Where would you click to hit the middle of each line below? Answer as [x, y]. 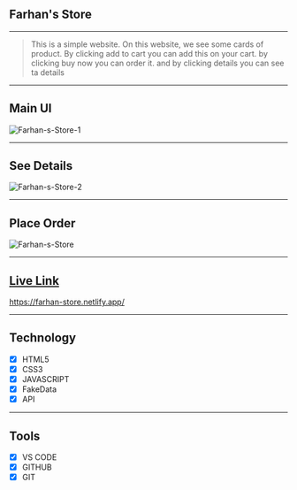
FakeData [39, 389]
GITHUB [37, 467]
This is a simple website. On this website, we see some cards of [147, 44]
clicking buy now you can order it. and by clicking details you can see [157, 63]
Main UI [30, 108]
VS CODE [39, 457]
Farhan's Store [51, 15]
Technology [43, 338]
